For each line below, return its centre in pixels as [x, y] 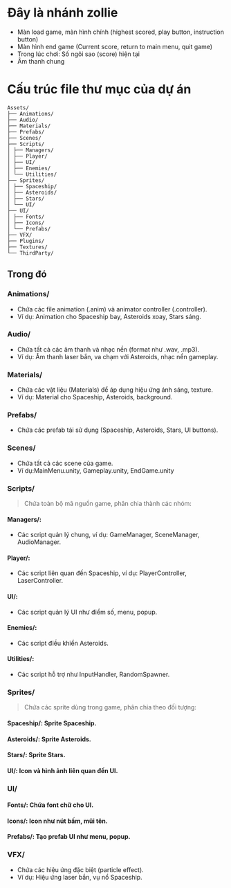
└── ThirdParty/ [30, 253]
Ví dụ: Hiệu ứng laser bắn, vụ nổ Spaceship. [80, 877]
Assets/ [18, 108]
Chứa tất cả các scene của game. [65, 463]
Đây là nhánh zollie [63, 13]
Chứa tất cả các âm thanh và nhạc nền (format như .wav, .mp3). [108, 349]
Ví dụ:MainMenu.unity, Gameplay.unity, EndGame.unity [95, 470]
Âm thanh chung [41, 61]
